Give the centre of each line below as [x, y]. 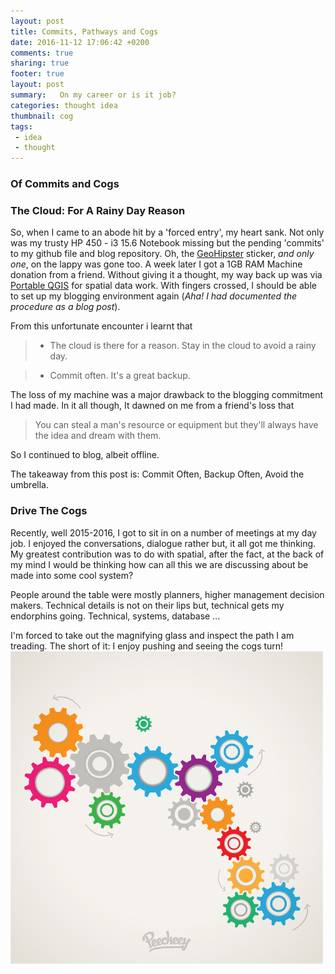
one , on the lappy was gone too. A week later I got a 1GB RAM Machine [156, 264]
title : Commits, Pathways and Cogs [84, 31]
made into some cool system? [72, 575]
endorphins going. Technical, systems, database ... [115, 616]
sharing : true [40, 63]
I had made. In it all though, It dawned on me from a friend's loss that [152, 406]
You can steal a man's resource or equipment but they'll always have [176, 425]
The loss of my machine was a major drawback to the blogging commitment [166, 395]
